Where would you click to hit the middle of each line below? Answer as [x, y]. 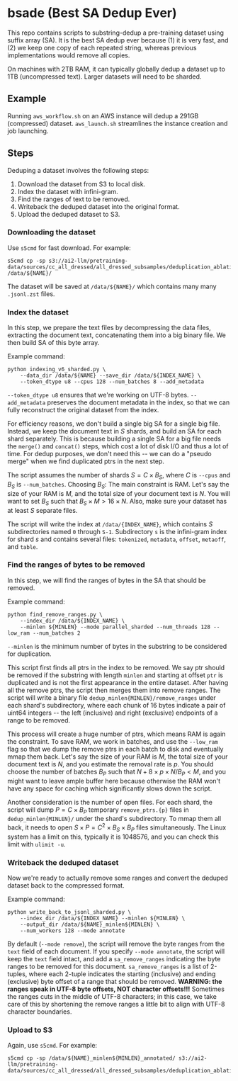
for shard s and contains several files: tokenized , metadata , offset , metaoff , [117, 539]
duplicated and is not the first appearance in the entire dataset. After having [118, 682]
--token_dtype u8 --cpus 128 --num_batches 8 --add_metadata [112, 382]
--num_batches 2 [57, 633]
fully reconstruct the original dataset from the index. [83, 410]
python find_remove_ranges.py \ [55, 614]
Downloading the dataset [52, 232]
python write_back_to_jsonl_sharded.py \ [69, 912]
